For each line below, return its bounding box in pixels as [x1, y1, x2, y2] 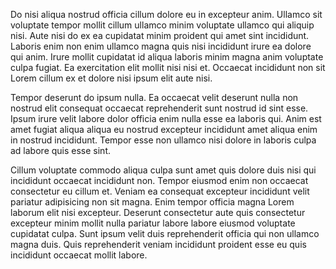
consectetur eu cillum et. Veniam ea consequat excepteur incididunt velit [10, 185, 310, 197]
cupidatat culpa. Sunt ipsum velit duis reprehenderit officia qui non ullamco [10, 228, 320, 239]
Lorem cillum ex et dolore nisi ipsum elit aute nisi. [10, 72, 213, 84]
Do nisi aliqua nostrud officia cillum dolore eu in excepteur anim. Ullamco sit [10, 9, 323, 20]
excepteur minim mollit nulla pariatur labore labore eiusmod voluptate [10, 217, 296, 229]
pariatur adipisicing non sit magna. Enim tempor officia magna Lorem [10, 196, 295, 208]
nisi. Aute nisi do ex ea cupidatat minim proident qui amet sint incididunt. [10, 30, 310, 41]
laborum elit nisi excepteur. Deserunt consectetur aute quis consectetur [10, 207, 306, 218]
